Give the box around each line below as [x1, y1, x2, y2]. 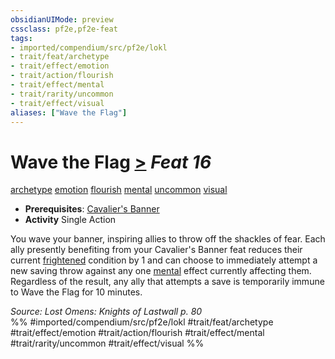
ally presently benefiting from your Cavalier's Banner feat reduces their [10, 244, 303, 256]
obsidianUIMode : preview [10, 14, 114, 25]
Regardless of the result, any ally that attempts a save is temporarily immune [10, 276, 325, 288]
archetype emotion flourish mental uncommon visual [10, 184, 228, 196]
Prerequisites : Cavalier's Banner [24, 203, 160, 215]
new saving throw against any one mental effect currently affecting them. [10, 265, 312, 277]
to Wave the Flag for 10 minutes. [10, 286, 143, 298]
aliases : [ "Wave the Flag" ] [10, 107, 128, 118]
